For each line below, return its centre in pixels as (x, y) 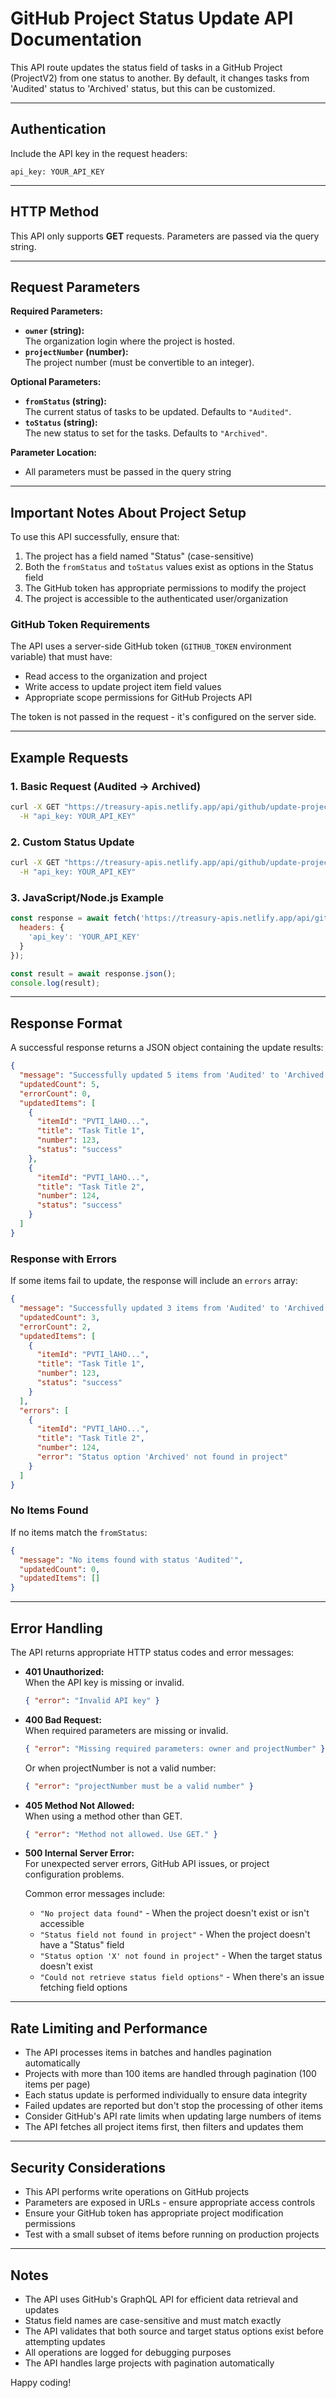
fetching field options (83, 1988)
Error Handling (56, 1628)
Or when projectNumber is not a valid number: (120, 1768)
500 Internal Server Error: (79, 1853)
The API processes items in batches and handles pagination (148, 2053)
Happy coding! (41, 2382)
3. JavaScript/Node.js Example (87, 897)
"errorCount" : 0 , (55, 1093)
